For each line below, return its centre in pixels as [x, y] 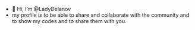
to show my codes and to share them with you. [69, 21]
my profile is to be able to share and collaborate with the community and [100, 15]
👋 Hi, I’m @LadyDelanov [41, 9]
